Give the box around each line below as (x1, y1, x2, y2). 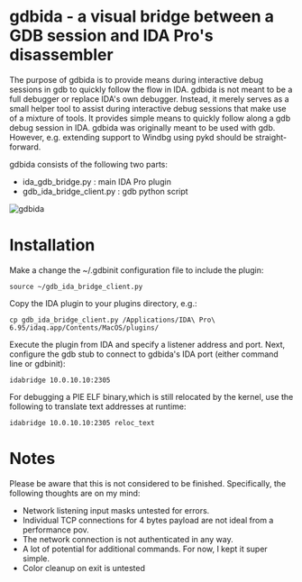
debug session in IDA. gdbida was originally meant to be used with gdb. (9, 122, 276, 132)
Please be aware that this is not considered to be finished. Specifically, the (9, 477, 287, 488)
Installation (9, 235, 96, 256)
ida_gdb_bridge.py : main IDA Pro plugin (22, 176, 171, 186)
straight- (254, 132, 288, 142)
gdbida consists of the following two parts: (9, 159, 169, 169)
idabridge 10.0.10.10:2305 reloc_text (9, 418, 155, 427)
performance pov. (22, 524, 90, 535)
